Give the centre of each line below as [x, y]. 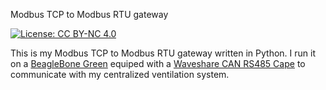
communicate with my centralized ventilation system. [120, 74]
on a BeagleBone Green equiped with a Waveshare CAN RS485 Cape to [158, 63]
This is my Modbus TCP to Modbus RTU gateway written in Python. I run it [163, 53]
